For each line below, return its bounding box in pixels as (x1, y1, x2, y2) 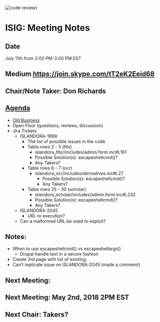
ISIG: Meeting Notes (5, 22, 90, 33)
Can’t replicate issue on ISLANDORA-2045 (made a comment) (12, 261, 140, 267)
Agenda (5, 104, 30, 112)
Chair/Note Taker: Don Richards (5, 86, 106, 95)
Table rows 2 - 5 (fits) (27, 143, 72, 149)
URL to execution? (27, 212, 65, 218)
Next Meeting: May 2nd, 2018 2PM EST (5, 293, 129, 302)
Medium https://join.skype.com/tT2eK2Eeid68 (5, 70, 155, 78)
